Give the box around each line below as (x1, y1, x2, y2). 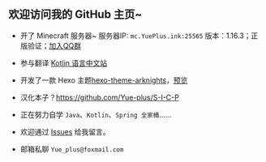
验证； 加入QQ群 (27, 40, 82, 50)
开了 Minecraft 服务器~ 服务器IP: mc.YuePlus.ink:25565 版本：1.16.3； (19, 31, 251, 40)
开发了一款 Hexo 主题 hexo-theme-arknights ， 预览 (19, 75, 188, 85)
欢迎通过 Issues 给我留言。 (19, 126, 111, 136)
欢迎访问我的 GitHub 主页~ (8, 7, 143, 22)
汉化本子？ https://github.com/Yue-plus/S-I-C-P (19, 92, 180, 102)
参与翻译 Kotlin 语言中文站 (19, 58, 108, 67)
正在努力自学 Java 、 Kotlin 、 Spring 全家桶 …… (19, 109, 172, 119)
